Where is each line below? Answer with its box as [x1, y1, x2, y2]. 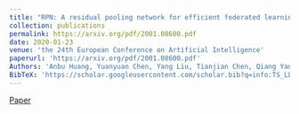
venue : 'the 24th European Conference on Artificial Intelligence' [9, 46, 265, 55]
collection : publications [9, 21, 105, 30]
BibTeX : [9, 71, 38, 80]
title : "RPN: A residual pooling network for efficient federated [9, 12, 261, 22]
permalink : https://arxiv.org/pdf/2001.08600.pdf [9, 29, 198, 38]
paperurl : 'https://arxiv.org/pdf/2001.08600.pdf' [9, 54, 201, 63]
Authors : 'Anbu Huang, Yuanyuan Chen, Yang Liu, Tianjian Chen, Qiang [9, 63, 277, 72]
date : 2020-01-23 [9, 37, 74, 47]
